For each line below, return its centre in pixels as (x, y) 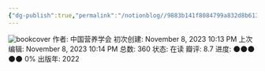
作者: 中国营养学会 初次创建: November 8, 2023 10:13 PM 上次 (153, 39)
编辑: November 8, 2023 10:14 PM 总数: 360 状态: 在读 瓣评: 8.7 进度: (120, 49)
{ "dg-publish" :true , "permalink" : (63, 15)
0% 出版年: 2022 (52, 58)
